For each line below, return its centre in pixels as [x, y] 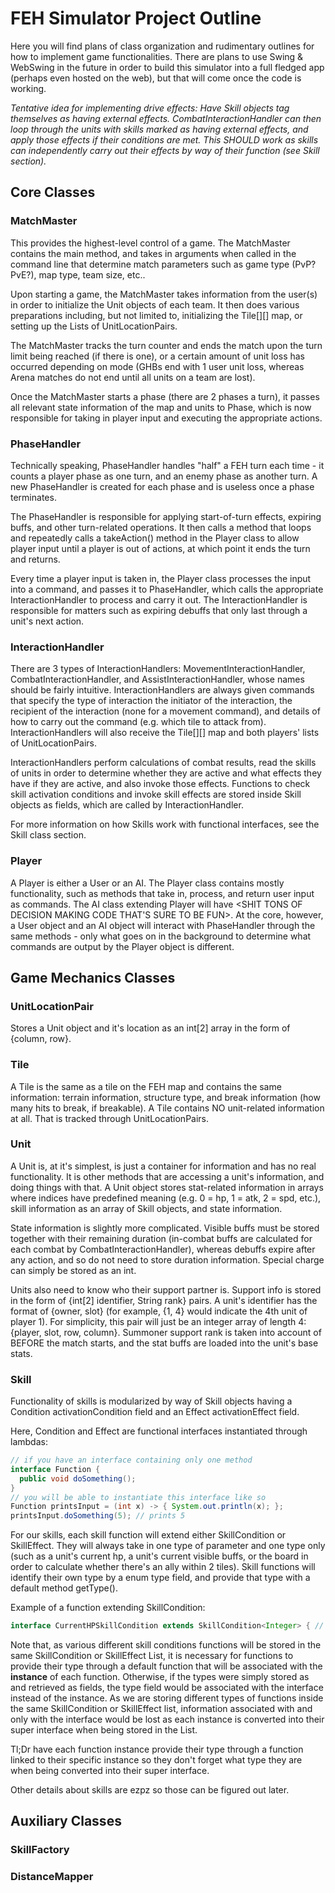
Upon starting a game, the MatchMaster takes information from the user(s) [164, 294]
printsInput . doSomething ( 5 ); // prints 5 [98, 1516]
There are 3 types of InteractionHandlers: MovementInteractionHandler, [158, 669]
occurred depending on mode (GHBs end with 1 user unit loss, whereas [157, 366]
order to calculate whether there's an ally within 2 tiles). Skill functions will [163, 1567]
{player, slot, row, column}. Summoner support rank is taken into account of [166, 1332]
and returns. [35, 559]
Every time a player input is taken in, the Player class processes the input [161, 578]
